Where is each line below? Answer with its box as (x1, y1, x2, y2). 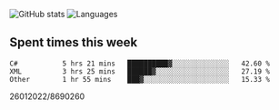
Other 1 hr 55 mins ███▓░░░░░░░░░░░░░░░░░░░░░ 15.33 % (9, 75, 271, 84)
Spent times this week (9, 35, 138, 50)
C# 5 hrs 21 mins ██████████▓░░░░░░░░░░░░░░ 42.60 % (9, 59, 271, 68)
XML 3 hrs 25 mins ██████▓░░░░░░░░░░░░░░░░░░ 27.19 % (9, 66, 271, 76)
